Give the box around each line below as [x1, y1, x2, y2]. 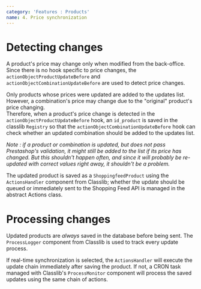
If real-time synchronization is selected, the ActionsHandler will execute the [6, 256, 193, 264]
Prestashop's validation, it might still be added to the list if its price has [6, 148, 182, 155]
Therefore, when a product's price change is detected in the [6, 110, 155, 117]
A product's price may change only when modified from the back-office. [6, 60, 185, 67]
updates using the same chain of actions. [6, 276, 108, 283]
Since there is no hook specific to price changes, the [6, 67, 137, 74]
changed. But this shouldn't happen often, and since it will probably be [6, 154, 182, 161]
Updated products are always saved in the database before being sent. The [6, 232, 193, 240]
